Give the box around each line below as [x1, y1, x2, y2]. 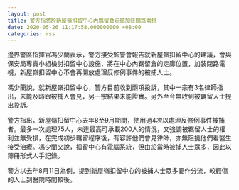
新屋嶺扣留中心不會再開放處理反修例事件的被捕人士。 [19, 68, 176, 77]
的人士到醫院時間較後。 [7, 175, 76, 184]
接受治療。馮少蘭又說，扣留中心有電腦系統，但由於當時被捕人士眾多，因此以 [7, 142, 232, 151]
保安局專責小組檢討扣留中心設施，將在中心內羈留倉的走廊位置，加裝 [7, 60, 207, 68]
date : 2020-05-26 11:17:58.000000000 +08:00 [7, 23, 142, 30]
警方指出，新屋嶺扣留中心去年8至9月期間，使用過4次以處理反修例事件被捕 [7, 116, 225, 125]
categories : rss [7, 30, 55, 38]
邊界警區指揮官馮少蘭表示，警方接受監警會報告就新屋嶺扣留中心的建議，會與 [7, 50, 232, 59]
